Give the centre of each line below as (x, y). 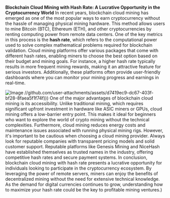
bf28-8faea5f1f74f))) (27, 98)
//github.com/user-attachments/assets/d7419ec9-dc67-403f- (89, 93)
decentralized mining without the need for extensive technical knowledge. (82, 179)
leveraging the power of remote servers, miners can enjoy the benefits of (82, 174)
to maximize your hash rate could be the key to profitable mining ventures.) (84, 190)
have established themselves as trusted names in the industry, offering (79, 152)
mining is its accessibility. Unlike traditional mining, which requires (74, 103)
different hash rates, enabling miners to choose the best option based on (81, 56)
